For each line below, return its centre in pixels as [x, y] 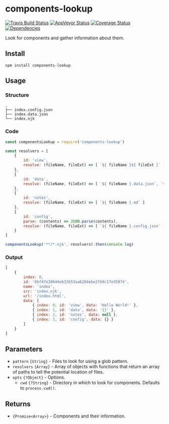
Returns [18, 404]
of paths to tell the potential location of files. [58, 372]
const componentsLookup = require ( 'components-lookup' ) [65, 142]
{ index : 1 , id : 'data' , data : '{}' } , [74, 310]
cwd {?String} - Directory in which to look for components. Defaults [90, 383]
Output [14, 258]
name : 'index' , [39, 286]
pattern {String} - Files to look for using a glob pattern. [70, 361]
